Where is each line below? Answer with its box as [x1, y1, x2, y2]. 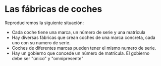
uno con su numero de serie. [11, 39, 71, 45]
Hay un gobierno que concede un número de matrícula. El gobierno [11, 50, 150, 56]
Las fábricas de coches [4, 3, 103, 15]
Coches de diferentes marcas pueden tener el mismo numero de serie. [11, 45, 157, 51]
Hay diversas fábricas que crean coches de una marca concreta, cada [11, 34, 156, 40]
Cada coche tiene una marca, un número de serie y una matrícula [11, 29, 146, 35]
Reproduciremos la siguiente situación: [4, 20, 84, 26]
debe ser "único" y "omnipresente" [11, 55, 84, 61]
